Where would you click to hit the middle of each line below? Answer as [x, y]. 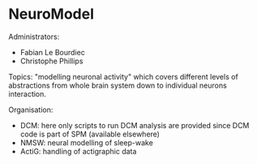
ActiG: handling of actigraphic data [78, 151]
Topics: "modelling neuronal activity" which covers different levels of [124, 76]
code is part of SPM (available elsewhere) [90, 134]
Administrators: [34, 37]
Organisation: [31, 110]
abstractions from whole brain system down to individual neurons [118, 85]
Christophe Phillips [51, 61]
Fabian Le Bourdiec [52, 52]
